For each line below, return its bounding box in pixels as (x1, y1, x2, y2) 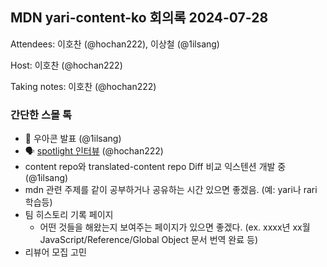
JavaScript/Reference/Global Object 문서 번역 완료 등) (39, 234, 259, 246)
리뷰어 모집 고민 (24, 246, 87, 258)
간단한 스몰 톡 (10, 108, 73, 122)
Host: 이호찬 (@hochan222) (10, 59, 123, 71)
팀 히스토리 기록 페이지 (24, 209, 114, 221)
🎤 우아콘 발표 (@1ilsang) (24, 133, 122, 145)
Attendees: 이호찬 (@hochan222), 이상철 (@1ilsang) (10, 38, 220, 50)
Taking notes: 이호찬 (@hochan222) (10, 80, 157, 92)
